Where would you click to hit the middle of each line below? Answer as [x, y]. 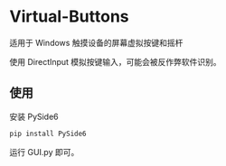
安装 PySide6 [34, 116]
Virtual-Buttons [69, 17]
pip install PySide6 [48, 134]
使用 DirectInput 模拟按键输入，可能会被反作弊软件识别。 [115, 61]
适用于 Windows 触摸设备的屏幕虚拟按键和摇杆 [96, 42]
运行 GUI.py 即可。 [44, 152]
